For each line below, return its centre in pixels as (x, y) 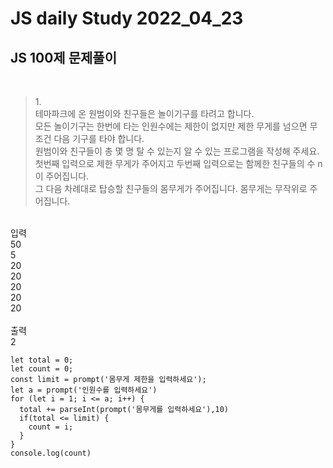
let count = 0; (42, 369)
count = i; (51, 427)
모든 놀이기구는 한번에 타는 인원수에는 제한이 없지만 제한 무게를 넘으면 (171, 126)
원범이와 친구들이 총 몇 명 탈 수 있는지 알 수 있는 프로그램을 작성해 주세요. (177, 151)
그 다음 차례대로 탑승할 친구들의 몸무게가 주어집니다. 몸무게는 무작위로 (171, 188)
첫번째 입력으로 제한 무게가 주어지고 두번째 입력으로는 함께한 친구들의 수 (175, 163)
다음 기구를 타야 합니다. (99, 138)
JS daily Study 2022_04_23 (127, 18)
